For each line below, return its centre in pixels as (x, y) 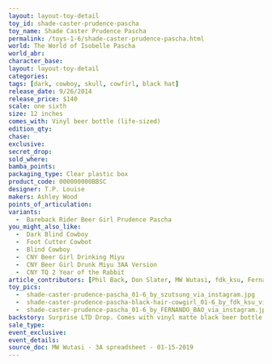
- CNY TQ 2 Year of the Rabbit (70, 272)
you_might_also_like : (45, 227)
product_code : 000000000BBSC (57, 182)
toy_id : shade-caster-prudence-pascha (74, 24)
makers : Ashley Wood (43, 197)
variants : (25, 212)
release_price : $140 (43, 99)
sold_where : (28, 159)
